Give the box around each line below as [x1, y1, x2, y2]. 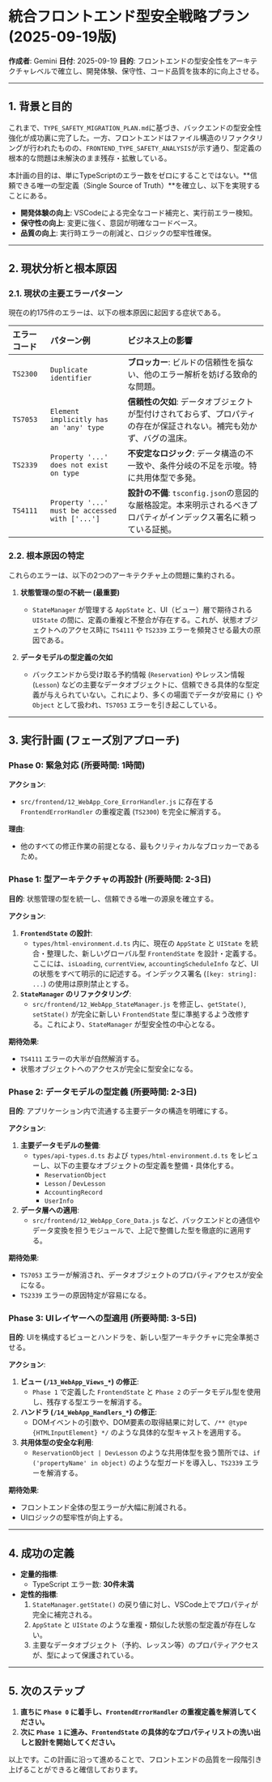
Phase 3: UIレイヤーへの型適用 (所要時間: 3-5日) [8, 1312, 198, 1324]
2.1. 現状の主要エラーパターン [8, 288, 123, 300]
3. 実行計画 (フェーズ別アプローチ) [8, 734, 181, 748]
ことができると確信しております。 [29, 1764, 142, 1774]
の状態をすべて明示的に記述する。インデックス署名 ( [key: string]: [32, 969, 257, 978]
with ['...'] [49, 514, 100, 523]
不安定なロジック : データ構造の [127, 448, 246, 459]
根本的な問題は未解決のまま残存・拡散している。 [8, 153, 172, 163]
